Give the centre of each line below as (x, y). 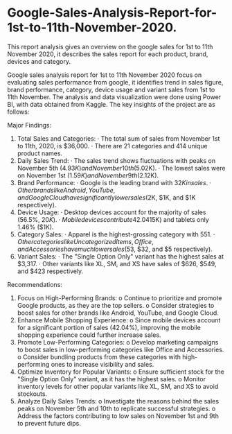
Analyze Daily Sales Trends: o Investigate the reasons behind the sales (118, 401)
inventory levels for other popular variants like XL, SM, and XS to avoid (118, 386)
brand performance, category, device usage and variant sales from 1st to (111, 89)
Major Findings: (29, 125)
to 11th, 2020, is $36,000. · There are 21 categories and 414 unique (112, 146)
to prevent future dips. (49, 423)
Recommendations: (35, 284)
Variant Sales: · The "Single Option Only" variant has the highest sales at (120, 256)
